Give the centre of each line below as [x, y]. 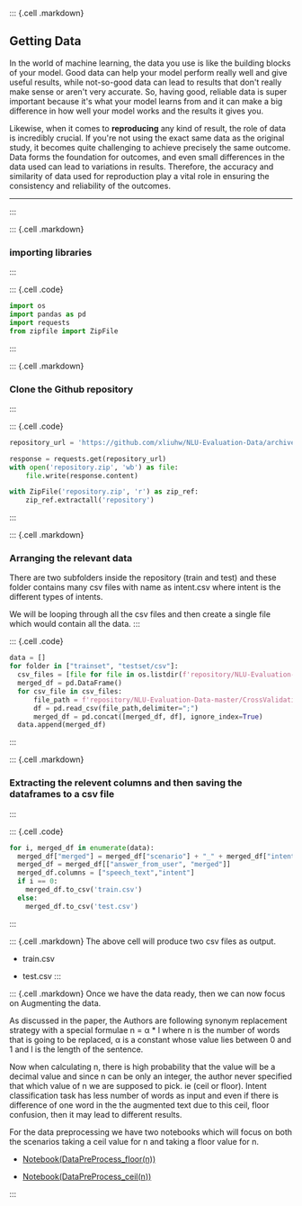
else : [28, 898]
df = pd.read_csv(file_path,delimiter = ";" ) [116, 708]
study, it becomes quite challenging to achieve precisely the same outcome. [150, 147]
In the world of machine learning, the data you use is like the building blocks [150, 63]
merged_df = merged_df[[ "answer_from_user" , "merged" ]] [124, 865]
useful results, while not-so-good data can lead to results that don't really [146, 82]
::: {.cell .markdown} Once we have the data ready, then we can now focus [147, 993]
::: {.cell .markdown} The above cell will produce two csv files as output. [143, 941]
